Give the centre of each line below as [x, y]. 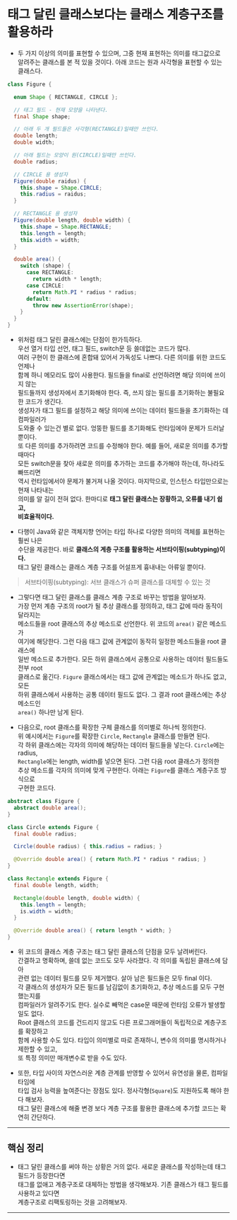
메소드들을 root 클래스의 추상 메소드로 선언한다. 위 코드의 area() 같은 [113, 624]
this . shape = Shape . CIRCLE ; [61, 188]
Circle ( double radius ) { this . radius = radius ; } [88, 847]
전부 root [30, 668]
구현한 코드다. [37, 788]
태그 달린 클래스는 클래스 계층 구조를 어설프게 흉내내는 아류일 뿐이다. [111, 567]
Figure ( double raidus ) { [50, 181]
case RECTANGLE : [50, 273]
